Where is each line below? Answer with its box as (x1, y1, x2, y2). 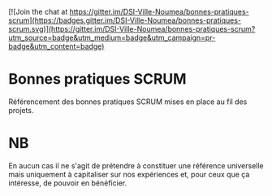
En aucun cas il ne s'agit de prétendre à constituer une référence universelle (8, 160, 264, 170)
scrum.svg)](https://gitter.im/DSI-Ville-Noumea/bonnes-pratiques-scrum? (8, 24, 256, 33)
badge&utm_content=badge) (8, 41, 105, 51)
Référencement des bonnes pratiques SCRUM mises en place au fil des (8, 97, 248, 107)
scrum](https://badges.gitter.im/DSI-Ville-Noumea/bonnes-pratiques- (8, 15, 242, 25)
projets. (8, 105, 34, 115)
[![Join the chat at (8, 7, 68, 16)
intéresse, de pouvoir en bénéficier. (8, 178, 127, 188)
